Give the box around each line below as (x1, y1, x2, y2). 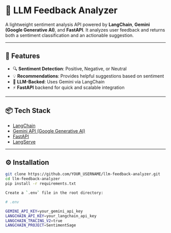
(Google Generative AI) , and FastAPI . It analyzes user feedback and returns (5, 26, 165, 33)
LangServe (12, 138, 36, 144)
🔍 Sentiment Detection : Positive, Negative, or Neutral (12, 66, 127, 72)
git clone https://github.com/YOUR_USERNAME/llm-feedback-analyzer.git (5, 171, 160, 177)
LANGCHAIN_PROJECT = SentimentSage (5, 223, 76, 228)
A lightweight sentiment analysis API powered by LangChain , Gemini (5, 21, 150, 27)
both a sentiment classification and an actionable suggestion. (5, 32, 134, 38)
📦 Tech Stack (5, 106, 51, 115)
